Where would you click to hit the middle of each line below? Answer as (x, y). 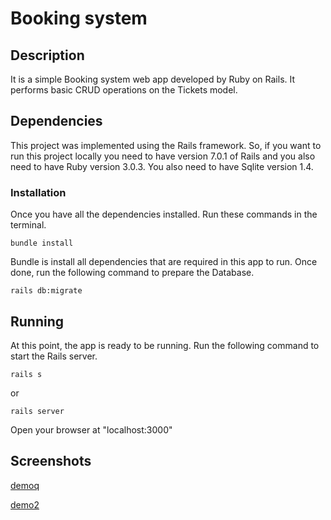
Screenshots (51, 461)
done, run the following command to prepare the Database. (132, 273)
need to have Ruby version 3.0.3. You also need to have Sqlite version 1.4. (162, 166)
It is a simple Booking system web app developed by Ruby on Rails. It (153, 79)
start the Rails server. (54, 356)
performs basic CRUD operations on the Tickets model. (124, 90)
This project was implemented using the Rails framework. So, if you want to (166, 145)
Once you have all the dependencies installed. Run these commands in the (164, 214)
